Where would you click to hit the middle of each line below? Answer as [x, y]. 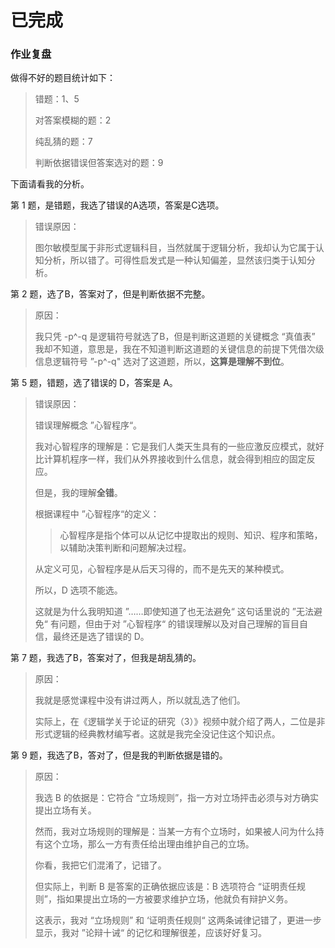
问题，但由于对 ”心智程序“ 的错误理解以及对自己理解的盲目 [179, 624]
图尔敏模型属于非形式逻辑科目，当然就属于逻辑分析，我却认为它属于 [175, 248]
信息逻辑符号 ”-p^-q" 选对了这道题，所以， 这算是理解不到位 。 [162, 362]
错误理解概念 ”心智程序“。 [88, 425]
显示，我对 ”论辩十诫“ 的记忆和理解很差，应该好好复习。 [151, 933]
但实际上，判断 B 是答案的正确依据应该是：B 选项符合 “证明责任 [166, 887]
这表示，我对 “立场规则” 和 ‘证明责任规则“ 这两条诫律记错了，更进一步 [178, 920]
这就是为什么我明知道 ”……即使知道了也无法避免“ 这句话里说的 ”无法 [174, 612]
